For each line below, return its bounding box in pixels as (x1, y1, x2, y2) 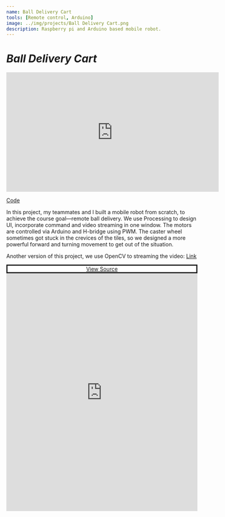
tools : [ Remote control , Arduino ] (6, 15, 94, 21)
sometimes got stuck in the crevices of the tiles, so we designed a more (6, 234, 186, 242)
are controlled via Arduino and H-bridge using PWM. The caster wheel (6, 228, 183, 235)
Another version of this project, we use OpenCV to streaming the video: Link (6, 252, 197, 260)
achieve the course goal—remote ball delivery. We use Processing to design (6, 215, 197, 222)
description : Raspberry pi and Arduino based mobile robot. (6, 25, 162, 32)
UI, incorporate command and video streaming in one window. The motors (6, 221, 192, 229)
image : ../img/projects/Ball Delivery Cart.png (6, 20, 129, 26)
